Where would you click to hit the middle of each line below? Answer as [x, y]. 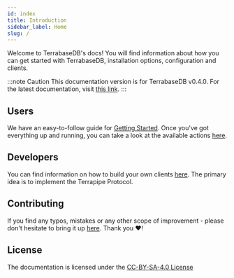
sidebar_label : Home [37, 27]
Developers [33, 157]
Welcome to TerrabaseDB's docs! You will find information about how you [113, 53]
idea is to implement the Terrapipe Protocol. [70, 181]
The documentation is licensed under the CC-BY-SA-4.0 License [100, 267]
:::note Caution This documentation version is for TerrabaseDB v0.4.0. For [114, 82]
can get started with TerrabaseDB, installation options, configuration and [112, 61]
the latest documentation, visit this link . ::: [67, 89]
